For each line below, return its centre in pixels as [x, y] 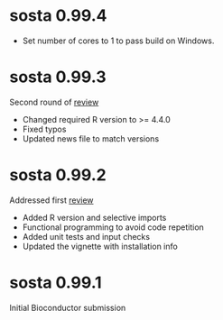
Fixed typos [44, 129]
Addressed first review [51, 200]
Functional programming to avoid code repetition [113, 227]
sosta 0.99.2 [58, 175]
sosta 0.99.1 [56, 283]
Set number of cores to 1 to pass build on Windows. [118, 41]
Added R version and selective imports [94, 217]
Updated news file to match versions [91, 138]
